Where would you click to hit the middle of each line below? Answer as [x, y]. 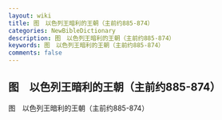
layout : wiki [30, 16]
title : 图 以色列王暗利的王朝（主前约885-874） [81, 23]
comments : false [35, 53]
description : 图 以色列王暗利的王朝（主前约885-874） [92, 38]
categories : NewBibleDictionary [62, 30]
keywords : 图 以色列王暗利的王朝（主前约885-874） [86, 46]
